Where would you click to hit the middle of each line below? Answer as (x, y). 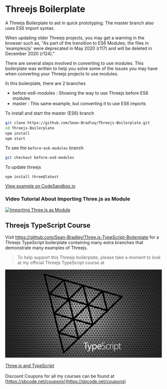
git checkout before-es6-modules (40, 158)
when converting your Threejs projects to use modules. (62, 73)
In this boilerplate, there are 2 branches (45, 83)
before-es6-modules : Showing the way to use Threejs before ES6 (80, 93)
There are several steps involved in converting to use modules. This (75, 63)
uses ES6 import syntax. (30, 28)
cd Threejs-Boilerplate (30, 128)
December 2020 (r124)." (30, 54)
